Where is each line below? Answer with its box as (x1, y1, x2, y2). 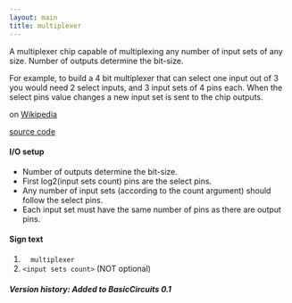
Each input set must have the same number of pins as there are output (21, 204, 281, 215)
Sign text (9, 233, 44, 245)
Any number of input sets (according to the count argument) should (21, 184, 271, 196)
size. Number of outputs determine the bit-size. (9, 55, 184, 66)
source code (9, 126, 56, 136)
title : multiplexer (9, 21, 82, 30)
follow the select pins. (21, 194, 104, 205)
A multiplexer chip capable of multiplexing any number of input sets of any (9, 45, 283, 56)
